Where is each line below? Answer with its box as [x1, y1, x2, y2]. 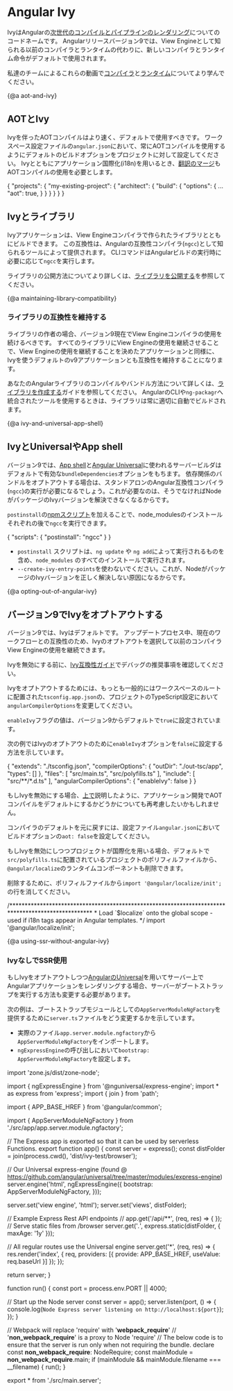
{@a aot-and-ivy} [7, 91, 58, 99]
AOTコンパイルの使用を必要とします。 [7, 167, 116, 176]
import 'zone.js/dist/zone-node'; [7, 1068, 100, 1076]
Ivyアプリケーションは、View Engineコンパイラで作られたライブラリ [7, 231, 203, 239]
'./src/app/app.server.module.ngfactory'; [7, 1123, 123, 1132]
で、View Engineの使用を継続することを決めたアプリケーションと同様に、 [7, 347, 218, 355]
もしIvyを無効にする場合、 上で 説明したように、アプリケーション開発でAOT [7, 791, 223, 799]
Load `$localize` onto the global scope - [98, 909, 213, 917]
